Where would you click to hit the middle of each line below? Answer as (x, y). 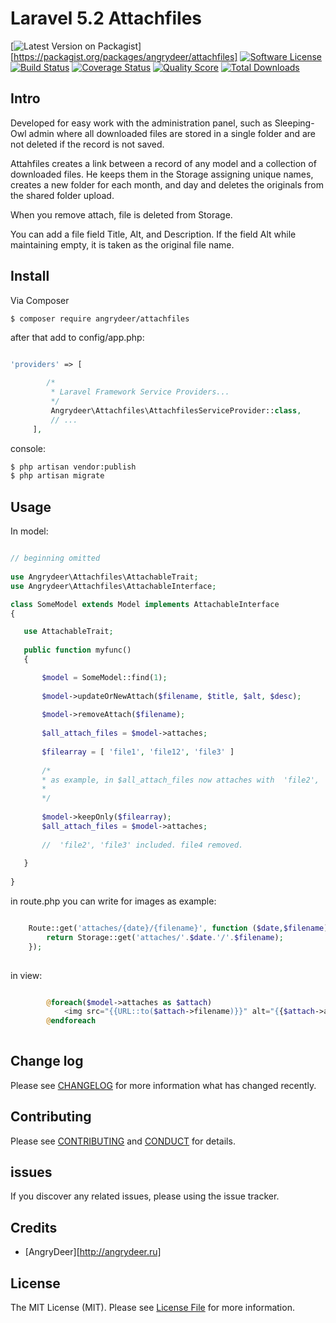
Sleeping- (294, 123)
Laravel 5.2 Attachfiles (106, 18)
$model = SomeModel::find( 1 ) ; (104, 677)
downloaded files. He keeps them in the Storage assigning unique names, (162, 174)
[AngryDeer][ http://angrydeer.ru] (93, 1252)
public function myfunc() (77, 650)
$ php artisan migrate (57, 476)
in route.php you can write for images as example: (113, 901)
